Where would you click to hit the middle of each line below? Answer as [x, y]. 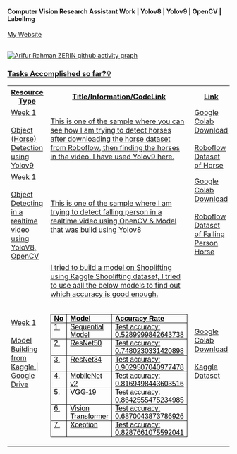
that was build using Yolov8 [96, 229]
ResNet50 [86, 343]
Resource [27, 92]
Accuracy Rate [140, 318]
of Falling [210, 234]
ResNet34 [86, 359]
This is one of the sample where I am [111, 203]
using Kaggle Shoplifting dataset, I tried [116, 276]
